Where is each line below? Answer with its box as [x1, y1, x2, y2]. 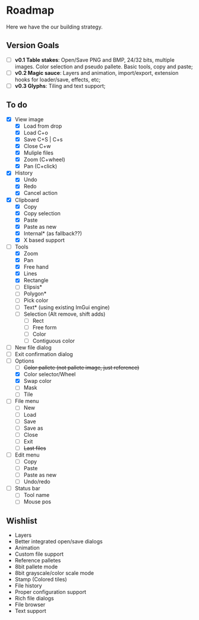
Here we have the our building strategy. [6, 23, 103, 30]
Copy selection [23, 209, 61, 217]
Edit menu [14, 451, 40, 458]
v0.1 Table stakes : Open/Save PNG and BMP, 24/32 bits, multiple [14, 56, 175, 63]
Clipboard [14, 196, 39, 203]
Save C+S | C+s [23, 136, 63, 143]
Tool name [23, 492, 50, 499]
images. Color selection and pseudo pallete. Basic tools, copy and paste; [14, 63, 193, 70]
